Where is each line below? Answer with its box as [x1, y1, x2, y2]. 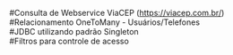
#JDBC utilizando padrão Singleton [9, 27, 139, 36]
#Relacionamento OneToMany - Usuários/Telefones [9, 17, 200, 27]
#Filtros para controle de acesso [9, 35, 130, 46]
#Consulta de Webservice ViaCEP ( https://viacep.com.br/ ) [9, 8, 225, 18]
